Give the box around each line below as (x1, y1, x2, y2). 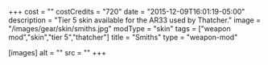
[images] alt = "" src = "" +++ (8, 48, 107, 57)
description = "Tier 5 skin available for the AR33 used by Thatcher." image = (8, 15, 262, 25)
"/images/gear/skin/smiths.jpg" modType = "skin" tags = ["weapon (8, 24, 231, 33)
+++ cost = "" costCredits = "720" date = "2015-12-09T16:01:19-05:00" (8, 7, 245, 16)
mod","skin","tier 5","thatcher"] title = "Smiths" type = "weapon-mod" (8, 32, 238, 42)
